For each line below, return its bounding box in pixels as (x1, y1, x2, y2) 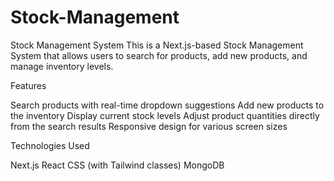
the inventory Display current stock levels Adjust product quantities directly (10, 109, 320, 121)
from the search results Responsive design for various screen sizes (10, 120, 288, 132)
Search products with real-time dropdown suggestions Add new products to (10, 99, 325, 111)
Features (10, 79, 47, 91)
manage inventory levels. (10, 60, 114, 72)
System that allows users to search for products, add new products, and (10, 49, 308, 61)
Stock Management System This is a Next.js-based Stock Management (10, 39, 304, 51)
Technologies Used (10, 139, 90, 151)
